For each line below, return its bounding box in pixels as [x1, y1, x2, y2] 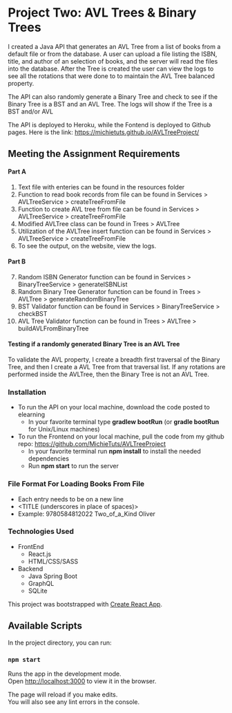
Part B [8, 257, 26, 266]
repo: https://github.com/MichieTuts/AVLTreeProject [17, 440, 166, 448]
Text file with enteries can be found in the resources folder [17, 183, 185, 191]
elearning [17, 410, 46, 419]
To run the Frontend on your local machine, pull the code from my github [17, 432, 225, 441]
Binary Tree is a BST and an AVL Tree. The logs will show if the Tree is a [8, 100, 213, 108]
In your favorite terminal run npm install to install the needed [28, 447, 201, 456]
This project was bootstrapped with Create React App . [8, 600, 163, 608]
